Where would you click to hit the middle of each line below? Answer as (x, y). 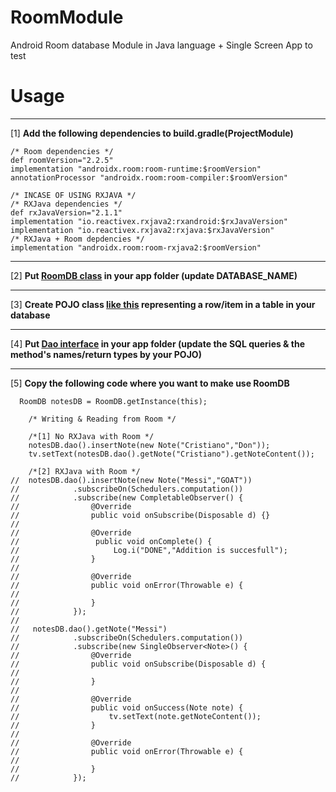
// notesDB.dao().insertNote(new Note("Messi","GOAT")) (131, 480)
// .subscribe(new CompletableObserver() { (127, 497)
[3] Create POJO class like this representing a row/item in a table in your (163, 304)
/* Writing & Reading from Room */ (102, 419)
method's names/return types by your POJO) (106, 354)
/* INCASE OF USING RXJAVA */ (73, 195)
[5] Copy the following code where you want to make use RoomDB (150, 383)
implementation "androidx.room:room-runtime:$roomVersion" (136, 169)
